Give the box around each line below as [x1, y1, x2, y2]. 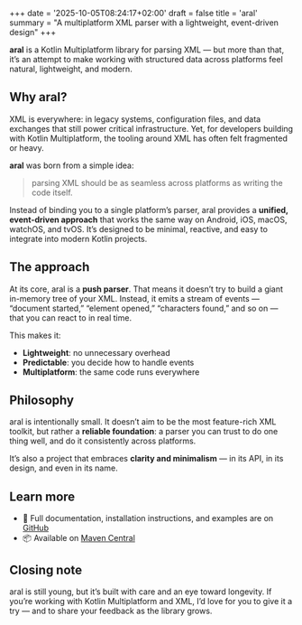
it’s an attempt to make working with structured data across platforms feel [9, 54, 284, 64]
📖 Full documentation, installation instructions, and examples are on [22, 513, 274, 524]
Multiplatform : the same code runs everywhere [22, 366, 200, 378]
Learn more [9, 489, 76, 504]
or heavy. [9, 142, 44, 153]
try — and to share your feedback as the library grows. [9, 605, 213, 617]
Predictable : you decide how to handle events [22, 357, 195, 368]
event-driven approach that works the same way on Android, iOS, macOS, [9, 214, 288, 225]
